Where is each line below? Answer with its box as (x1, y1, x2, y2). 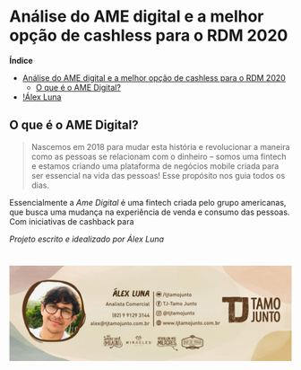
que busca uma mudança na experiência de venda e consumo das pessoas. (9, 207, 290, 217)
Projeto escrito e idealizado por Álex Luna (9, 233, 164, 244)
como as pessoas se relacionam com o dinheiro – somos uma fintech (30, 151, 287, 162)
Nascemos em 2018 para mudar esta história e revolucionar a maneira (30, 141, 290, 152)
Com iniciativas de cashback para (9, 216, 134, 226)
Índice (9, 55, 33, 66)
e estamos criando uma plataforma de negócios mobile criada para (30, 160, 279, 172)
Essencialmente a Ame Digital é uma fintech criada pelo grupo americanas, (9, 197, 287, 207)
